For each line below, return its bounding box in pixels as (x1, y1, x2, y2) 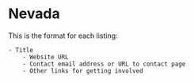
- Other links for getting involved (22, 66, 144, 75)
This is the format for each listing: (8, 31, 118, 40)
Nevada (8, 5, 61, 23)
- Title (8, 46, 34, 54)
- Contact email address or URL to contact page (22, 60, 186, 68)
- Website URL (22, 53, 69, 61)
